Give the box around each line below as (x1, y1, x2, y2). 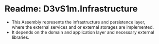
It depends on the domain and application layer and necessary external (11, 29, 154, 35)
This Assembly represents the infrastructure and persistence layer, (11, 19, 145, 25)
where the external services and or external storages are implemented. (11, 24, 154, 30)
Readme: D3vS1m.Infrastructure (4, 3, 138, 14)
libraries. (11, 34, 30, 40)
